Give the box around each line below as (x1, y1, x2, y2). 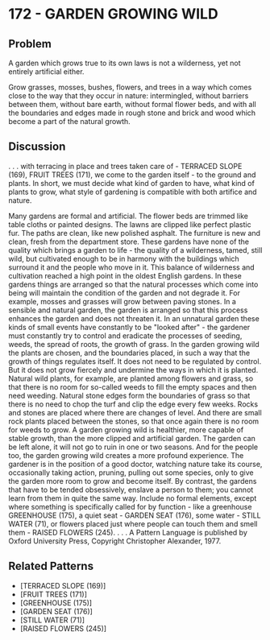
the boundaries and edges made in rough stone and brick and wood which (8, 108, 256, 118)
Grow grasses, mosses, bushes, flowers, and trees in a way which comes (8, 82, 252, 92)
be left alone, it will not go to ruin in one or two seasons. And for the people (8, 442, 259, 452)
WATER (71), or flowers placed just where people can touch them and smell (8, 518, 258, 528)
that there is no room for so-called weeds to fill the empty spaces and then (8, 382, 257, 391)
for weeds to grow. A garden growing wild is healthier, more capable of (8, 424, 244, 435)
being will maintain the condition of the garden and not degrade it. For (8, 287, 240, 298)
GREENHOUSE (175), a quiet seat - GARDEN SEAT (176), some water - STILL (8, 510, 261, 520)
